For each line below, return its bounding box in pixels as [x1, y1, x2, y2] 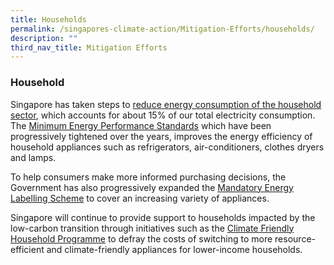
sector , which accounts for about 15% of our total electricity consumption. [10, 109, 316, 121]
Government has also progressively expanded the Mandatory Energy [10, 181, 294, 193]
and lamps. [10, 151, 57, 163]
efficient [10, 243, 45, 255]
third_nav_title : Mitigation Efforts [10, 42, 168, 53]
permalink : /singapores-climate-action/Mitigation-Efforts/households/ [10, 24, 315, 34]
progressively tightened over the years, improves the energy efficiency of [10, 130, 313, 142]
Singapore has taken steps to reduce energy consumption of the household [10, 98, 322, 110]
